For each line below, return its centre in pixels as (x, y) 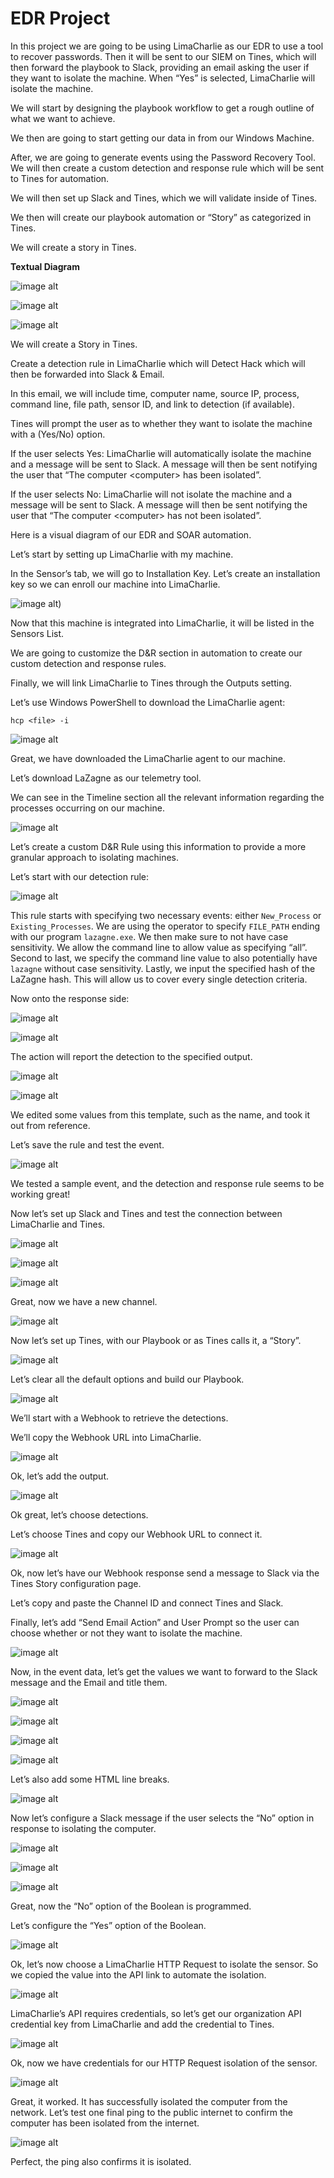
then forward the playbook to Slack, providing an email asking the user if (160, 67)
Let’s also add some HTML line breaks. (90, 1779)
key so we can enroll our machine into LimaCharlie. (115, 584)
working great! (40, 1194)
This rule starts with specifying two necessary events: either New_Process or (166, 915)
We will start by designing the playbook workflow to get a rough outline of (162, 108)
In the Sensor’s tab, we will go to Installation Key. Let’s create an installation (165, 573)
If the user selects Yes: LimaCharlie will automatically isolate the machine (161, 453)
